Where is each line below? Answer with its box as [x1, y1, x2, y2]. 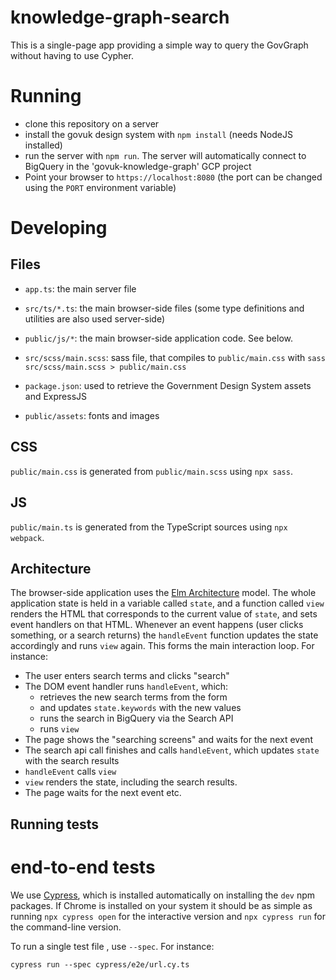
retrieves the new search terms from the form [39, 691, 228, 703]
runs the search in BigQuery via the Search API [39, 712, 234, 725]
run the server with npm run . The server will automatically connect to [24, 149, 307, 161]
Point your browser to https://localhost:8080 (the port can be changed [24, 171, 323, 183]
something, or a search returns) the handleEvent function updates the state [10, 629, 319, 641]
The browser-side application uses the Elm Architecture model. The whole [10, 587, 317, 599]
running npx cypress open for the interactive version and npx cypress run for [10, 910, 326, 922]
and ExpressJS [24, 390, 88, 402]
